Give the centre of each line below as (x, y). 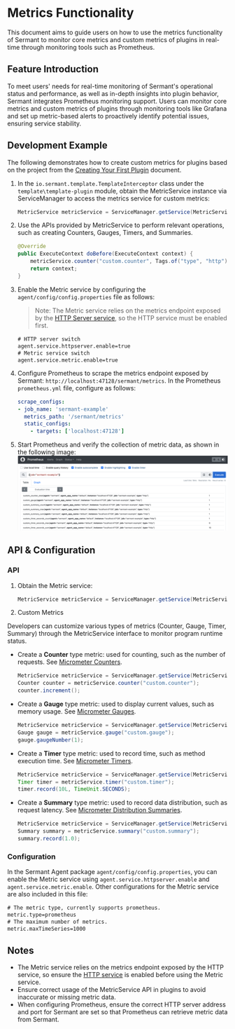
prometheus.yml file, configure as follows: (77, 388)
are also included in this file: (48, 894)
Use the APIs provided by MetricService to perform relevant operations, (121, 225)
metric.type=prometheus (42, 915)
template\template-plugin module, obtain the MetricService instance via (122, 191)
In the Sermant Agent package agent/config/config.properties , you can (112, 872)
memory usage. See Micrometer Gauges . (77, 711)
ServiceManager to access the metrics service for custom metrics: (113, 198)
